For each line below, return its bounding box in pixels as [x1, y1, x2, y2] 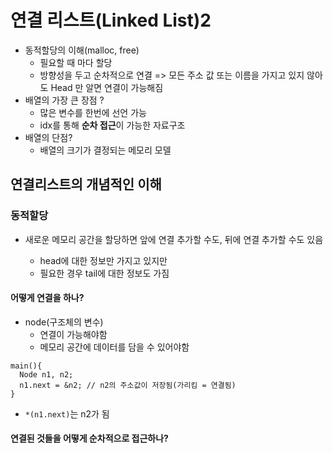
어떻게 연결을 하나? [10, 292, 85, 304]
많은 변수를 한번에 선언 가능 [39, 106, 147, 118]
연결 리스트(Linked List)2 [10, 9, 212, 32]
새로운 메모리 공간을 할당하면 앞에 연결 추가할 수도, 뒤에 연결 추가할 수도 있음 [24, 233, 324, 245]
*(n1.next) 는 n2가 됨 [24, 407, 110, 420]
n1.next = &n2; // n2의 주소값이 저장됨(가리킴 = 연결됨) [19, 380, 237, 390]
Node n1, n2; [19, 369, 74, 380]
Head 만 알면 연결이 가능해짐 [50, 81, 164, 93]
